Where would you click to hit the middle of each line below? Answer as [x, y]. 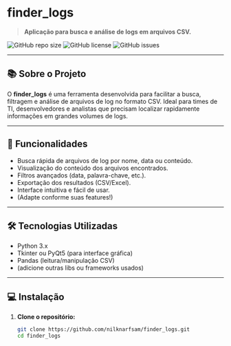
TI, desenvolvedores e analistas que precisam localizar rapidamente [103, 109]
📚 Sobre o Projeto [47, 74]
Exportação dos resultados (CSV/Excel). [74, 182]
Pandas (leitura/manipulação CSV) [66, 261]
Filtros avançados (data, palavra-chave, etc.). [81, 175]
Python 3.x [32, 246]
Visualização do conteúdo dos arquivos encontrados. [92, 168]
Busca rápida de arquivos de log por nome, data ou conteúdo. [105, 160]
